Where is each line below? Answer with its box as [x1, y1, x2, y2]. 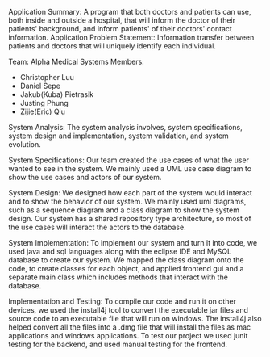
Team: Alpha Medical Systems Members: [8, 57, 145, 66]
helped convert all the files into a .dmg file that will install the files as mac [8, 322, 251, 332]
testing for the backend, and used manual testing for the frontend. [8, 339, 228, 349]
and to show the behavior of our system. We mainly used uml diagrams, [8, 197, 247, 206]
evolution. [8, 140, 42, 149]
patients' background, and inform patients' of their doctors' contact [8, 24, 232, 33]
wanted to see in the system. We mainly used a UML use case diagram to [8, 164, 252, 173]
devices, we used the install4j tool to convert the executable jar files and [8, 305, 248, 314]
